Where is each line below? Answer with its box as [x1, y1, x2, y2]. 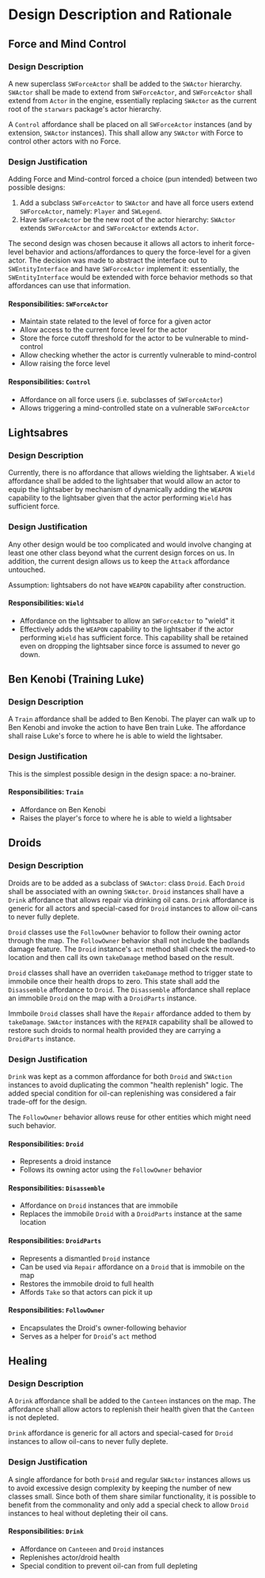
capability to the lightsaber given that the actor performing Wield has [8, 493, 232, 503]
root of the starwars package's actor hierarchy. [8, 104, 162, 113]
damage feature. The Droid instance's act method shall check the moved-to [8, 944, 256, 954]
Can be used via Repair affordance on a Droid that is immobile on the [19, 1261, 245, 1271]
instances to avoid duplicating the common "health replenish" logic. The [8, 1080, 244, 1089]
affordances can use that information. [8, 281, 131, 290]
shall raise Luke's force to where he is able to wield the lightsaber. [8, 731, 223, 741]
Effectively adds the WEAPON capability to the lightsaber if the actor [19, 624, 234, 634]
